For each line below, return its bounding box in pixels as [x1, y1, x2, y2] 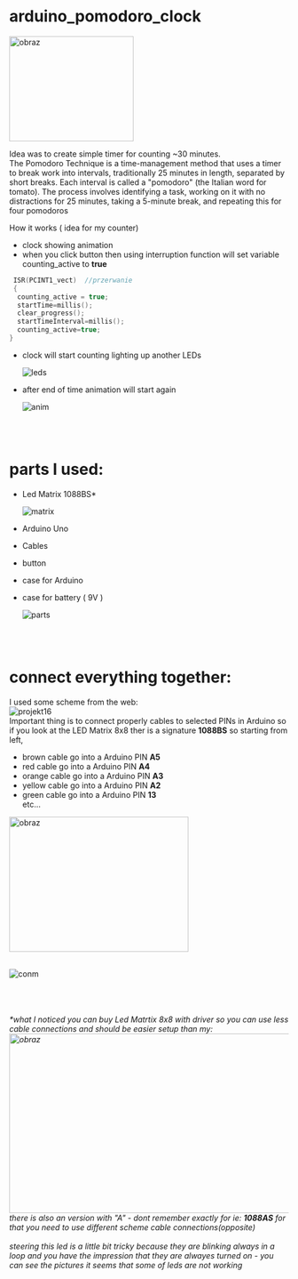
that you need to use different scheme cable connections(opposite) [9, 1221, 255, 1233]
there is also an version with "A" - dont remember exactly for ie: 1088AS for [9, 1212, 286, 1223]
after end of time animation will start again [21, 384, 176, 395]
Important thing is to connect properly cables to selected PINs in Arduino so [9, 715, 286, 726]
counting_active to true [21, 258, 108, 269]
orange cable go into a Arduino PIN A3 [21, 770, 164, 781]
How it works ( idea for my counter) [9, 222, 139, 233]
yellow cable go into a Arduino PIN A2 [21, 780, 161, 791]
